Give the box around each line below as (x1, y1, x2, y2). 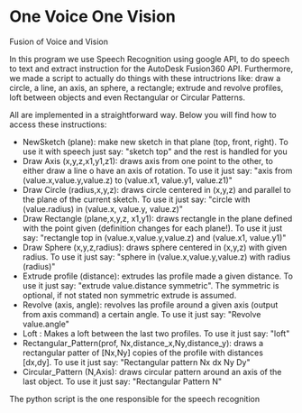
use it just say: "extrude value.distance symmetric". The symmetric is (22, 280, 279, 290)
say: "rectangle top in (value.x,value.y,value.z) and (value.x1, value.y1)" (22, 232, 287, 243)
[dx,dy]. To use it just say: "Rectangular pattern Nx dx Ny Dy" (22, 356, 251, 367)
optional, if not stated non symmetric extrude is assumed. (22, 289, 237, 300)
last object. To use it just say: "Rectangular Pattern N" (22, 376, 223, 387)
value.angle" (22, 318, 69, 329)
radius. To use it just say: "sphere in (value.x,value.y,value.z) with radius (22, 251, 291, 262)
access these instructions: (9, 119, 107, 130)
